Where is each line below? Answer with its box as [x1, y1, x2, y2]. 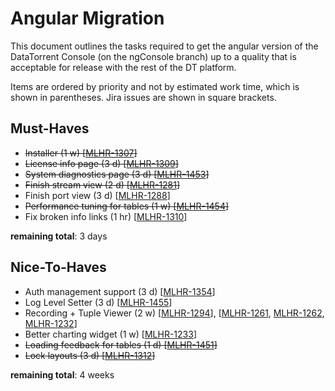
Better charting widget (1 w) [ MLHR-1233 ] [24, 328, 197, 340]
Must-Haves [10, 120, 90, 137]
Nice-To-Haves [10, 259, 107, 276]
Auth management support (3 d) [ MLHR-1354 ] [24, 285, 216, 297]
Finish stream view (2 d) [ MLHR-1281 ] [24, 178, 181, 191]
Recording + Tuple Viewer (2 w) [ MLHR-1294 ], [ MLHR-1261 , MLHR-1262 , [24, 307, 325, 319]
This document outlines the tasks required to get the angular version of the [10, 40, 319, 52]
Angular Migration [10, 7, 165, 30]
